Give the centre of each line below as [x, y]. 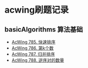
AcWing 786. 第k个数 [33, 48]
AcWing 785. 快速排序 [34, 42]
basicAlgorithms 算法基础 [44, 29]
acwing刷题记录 [37, 10]
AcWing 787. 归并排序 [33, 54]
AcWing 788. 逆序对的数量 [38, 60]
